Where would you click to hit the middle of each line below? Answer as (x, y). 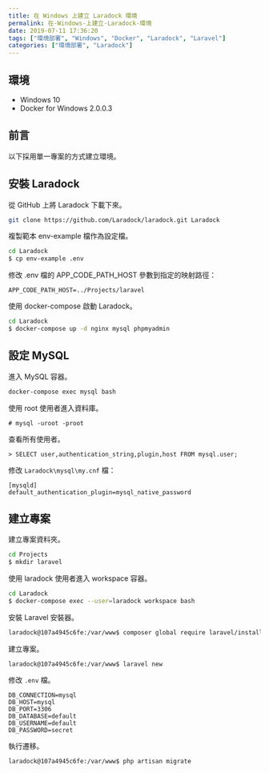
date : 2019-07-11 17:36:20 (53, 30)
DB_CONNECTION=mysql (43, 695)
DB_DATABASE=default (43, 716)
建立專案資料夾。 (36, 539)
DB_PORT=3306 (30, 709)
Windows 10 (40, 99)
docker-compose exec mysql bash (62, 392)
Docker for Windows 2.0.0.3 (66, 108)
